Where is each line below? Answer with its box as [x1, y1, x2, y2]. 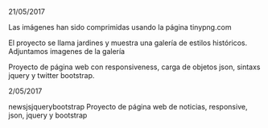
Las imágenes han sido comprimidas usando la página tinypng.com [8, 23, 232, 31]
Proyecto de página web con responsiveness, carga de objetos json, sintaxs [8, 62, 261, 72]
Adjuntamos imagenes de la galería [8, 47, 126, 56]
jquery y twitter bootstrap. [8, 71, 95, 80]
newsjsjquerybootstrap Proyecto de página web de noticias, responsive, [8, 102, 248, 111]
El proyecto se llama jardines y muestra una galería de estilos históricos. [8, 38, 248, 47]
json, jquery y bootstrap [8, 110, 88, 120]
